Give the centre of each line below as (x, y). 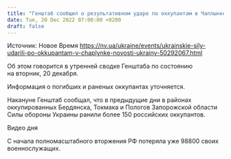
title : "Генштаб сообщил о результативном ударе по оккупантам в (102, 13)
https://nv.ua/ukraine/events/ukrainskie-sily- (143, 46)
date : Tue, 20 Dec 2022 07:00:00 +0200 (64, 20)
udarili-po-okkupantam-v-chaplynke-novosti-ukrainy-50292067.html (105, 53)
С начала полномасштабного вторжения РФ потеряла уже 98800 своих (113, 141)
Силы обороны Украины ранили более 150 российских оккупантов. (107, 114)
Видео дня (22, 128)
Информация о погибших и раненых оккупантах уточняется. (96, 87)
